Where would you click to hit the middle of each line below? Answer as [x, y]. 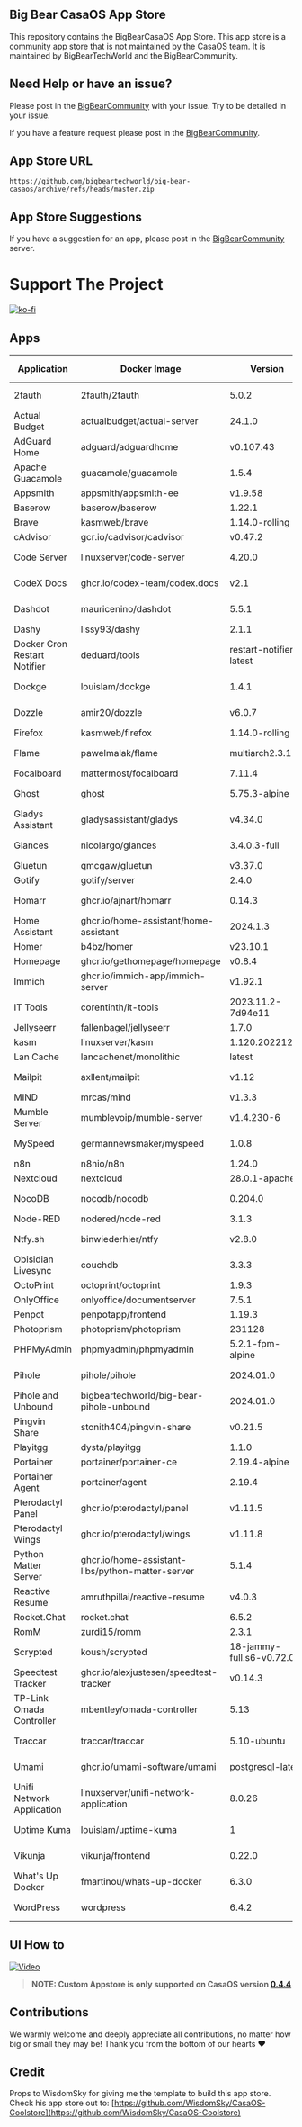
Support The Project [86, 285]
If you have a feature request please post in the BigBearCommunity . [135, 132]
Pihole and [36, 1396]
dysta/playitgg [111, 1447]
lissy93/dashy [111, 629]
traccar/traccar [112, 1741]
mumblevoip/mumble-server [142, 1118]
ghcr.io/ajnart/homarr [126, 901]
